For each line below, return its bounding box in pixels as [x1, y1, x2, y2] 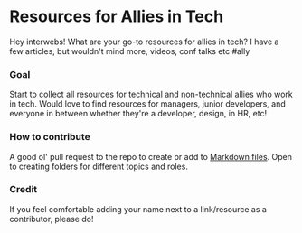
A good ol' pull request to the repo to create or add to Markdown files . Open [9, 151, 292, 162]
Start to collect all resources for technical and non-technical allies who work [9, 89, 293, 100]
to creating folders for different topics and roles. [9, 161, 188, 172]
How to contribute [9, 131, 90, 144]
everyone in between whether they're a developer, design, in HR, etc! [9, 108, 268, 119]
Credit [9, 183, 38, 196]
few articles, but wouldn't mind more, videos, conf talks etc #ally [9, 45, 250, 56]
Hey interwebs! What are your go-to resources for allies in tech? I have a [9, 36, 279, 47]
